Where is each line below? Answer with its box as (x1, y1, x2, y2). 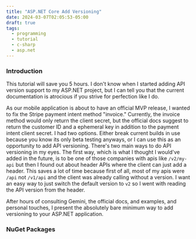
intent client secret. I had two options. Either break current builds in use (6, 130, 181, 137)
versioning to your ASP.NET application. (6, 211, 104, 218)
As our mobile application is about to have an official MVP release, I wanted (6, 104, 191, 111)
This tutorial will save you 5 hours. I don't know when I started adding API (6, 81, 185, 88)
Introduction (6, 66, 43, 75)
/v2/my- (168, 156, 188, 162)
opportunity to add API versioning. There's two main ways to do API (6, 142, 172, 149)
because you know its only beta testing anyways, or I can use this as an (6, 136, 181, 143)
